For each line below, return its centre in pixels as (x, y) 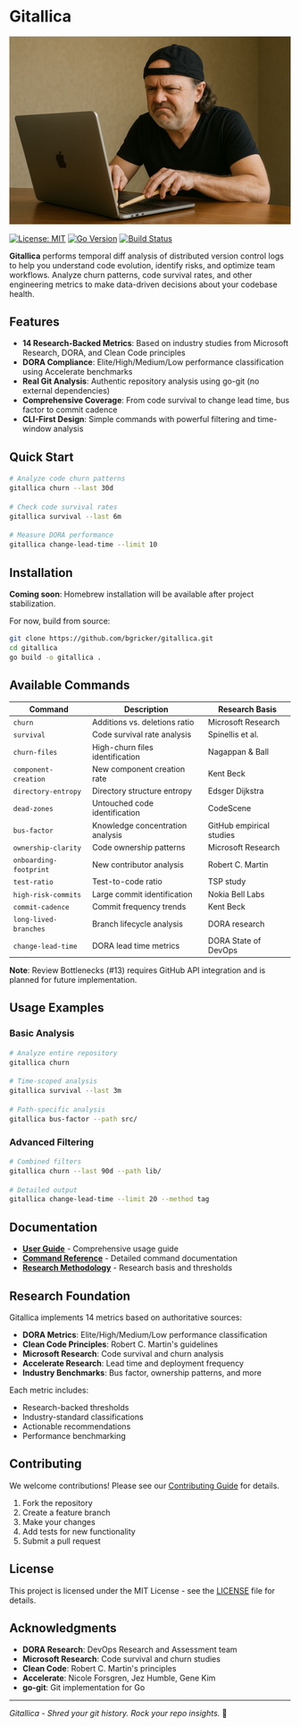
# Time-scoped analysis (54, 1081)
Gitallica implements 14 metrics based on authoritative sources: (126, 1317)
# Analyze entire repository (63, 1053)
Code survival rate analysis (142, 734)
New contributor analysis (138, 864)
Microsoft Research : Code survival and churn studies (121, 1659)
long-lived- (35, 920)
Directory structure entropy (142, 791)
